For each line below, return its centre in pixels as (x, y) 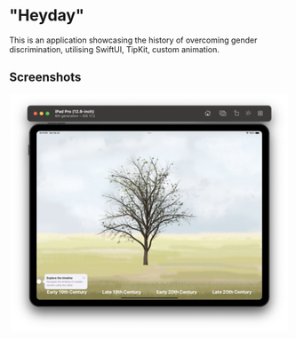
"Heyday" (47, 16)
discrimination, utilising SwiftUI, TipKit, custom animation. (114, 49)
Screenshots (45, 78)
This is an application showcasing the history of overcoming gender (133, 40)
